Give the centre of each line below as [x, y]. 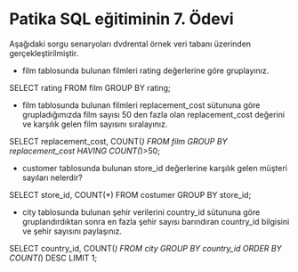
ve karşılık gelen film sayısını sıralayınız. [95, 124]
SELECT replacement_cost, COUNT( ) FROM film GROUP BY [119, 141]
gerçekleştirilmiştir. [44, 53]
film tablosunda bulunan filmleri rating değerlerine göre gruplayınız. [145, 70]
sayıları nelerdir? [52, 177]
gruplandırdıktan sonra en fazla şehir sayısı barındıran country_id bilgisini [156, 221]
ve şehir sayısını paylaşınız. [72, 231]
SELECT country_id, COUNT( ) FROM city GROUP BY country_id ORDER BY [145, 248]
